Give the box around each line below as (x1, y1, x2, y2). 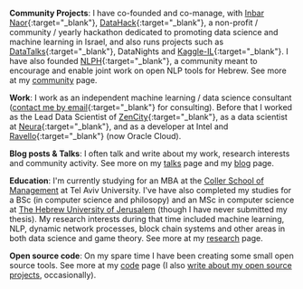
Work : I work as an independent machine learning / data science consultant (9, 92, 292, 103)
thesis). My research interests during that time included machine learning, (9, 214, 285, 224)
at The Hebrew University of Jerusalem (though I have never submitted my (9, 204, 288, 215)
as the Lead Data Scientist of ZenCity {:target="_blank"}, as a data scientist (9, 112, 288, 122)
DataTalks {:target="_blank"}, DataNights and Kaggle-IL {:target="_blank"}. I (9, 46, 289, 57)
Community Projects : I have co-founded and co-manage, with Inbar (9, 8, 265, 18)
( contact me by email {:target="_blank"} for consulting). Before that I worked (9, 102, 292, 112)
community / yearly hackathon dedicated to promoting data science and (9, 27, 279, 37)
